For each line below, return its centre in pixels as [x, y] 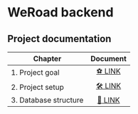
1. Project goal [35, 72]
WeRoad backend [60, 12]
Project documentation [59, 39]
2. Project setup [37, 87]
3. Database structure [47, 100]
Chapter [47, 59]
